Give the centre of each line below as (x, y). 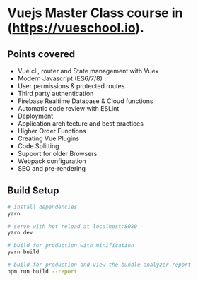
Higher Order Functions (52, 131)
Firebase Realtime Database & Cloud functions (85, 101)
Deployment (35, 116)
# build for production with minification (71, 246)
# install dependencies (42, 207)
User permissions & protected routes (71, 86)
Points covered (41, 54)
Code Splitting (38, 146)
